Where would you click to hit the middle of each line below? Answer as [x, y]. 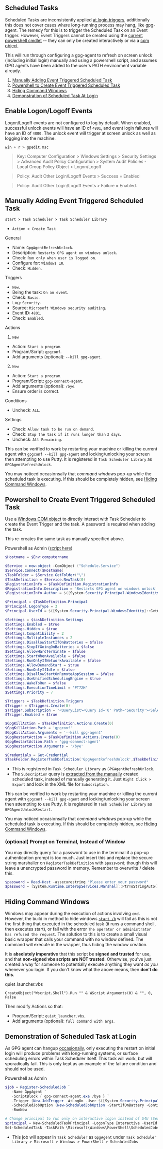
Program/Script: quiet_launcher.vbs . [49, 1016]
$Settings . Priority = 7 [29, 692]
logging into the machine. [30, 138]
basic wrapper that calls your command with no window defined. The [74, 939]
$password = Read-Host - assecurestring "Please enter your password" [77, 882]
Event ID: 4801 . [27, 313]
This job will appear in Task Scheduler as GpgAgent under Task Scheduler [84, 1137]
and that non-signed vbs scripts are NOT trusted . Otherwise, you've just [78, 959]
